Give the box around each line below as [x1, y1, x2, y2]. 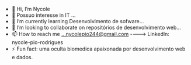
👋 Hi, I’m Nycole [11, 6, 51, 12]
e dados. [11, 54, 33, 60]
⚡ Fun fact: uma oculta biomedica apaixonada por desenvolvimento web [11, 45, 186, 52]
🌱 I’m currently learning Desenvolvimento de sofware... [11, 18, 144, 24]
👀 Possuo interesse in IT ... [11, 12, 76, 19]
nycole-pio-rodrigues [11, 39, 63, 46]
